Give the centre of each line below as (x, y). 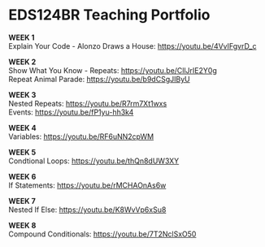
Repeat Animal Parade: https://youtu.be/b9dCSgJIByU (99, 79)
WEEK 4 (22, 128)
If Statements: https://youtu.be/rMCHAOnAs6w (87, 185)
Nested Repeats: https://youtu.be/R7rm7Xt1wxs (88, 103)
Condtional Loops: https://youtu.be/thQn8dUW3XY (94, 161)
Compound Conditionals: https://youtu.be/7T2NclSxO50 (102, 234)
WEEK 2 (22, 62)
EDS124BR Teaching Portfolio (109, 15)
